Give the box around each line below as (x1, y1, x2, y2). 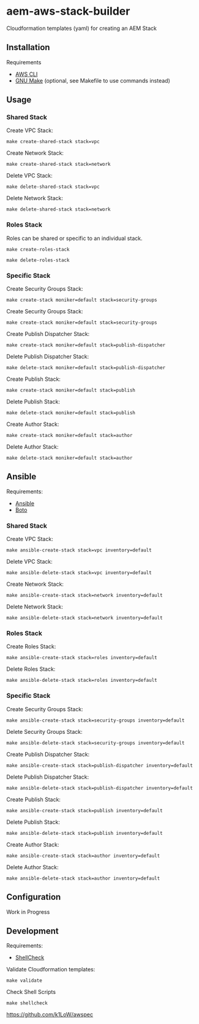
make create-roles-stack (6, 246, 70, 252)
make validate (6, 977, 43, 984)
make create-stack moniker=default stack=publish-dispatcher (6, 342, 166, 348)
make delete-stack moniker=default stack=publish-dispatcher (6, 365, 166, 371)
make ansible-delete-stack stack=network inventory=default (6, 615, 163, 621)
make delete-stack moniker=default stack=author (6, 455, 133, 462)
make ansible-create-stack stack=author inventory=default (6, 853, 160, 859)
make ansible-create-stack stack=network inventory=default (6, 592, 163, 599)
